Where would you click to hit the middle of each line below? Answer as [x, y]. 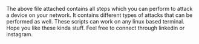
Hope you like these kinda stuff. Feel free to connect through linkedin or [96, 28]
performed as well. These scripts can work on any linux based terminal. [95, 21]
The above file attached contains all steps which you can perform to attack [99, 9]
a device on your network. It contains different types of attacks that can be [99, 15]
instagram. [20, 34]
